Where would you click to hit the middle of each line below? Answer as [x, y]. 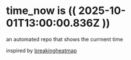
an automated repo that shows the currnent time [65, 39]
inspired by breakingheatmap [42, 50]
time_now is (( [41, 11]
